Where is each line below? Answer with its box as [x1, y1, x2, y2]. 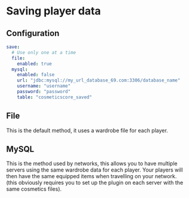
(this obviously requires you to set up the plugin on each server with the [6, 179, 184, 187]
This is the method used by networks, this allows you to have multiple [6, 160, 178, 167]
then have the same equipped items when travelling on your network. [6, 173, 177, 180]
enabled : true [17, 61, 52, 67]
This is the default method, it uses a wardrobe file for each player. [6, 127, 169, 134]
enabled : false [17, 72, 55, 78]
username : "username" [17, 83, 71, 89]
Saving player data [6, 4, 101, 18]
